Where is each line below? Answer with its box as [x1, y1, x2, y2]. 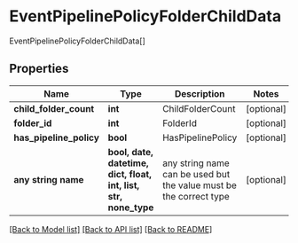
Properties [9, 61, 69, 76]
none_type [107, 201, 154, 214]
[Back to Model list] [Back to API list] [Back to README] [9, 223, 213, 234]
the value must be [162, 179, 238, 192]
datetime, [107, 157, 149, 169]
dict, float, [107, 168, 153, 180]
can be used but [162, 168, 231, 180]
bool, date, [107, 145, 153, 158]
